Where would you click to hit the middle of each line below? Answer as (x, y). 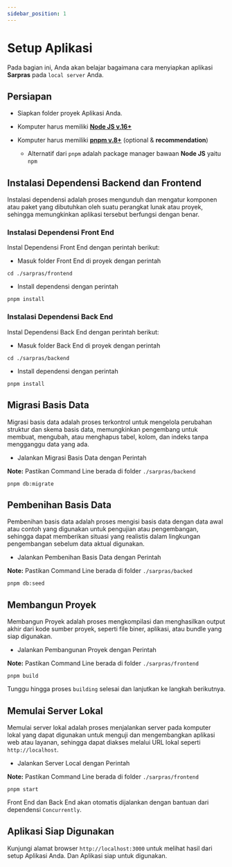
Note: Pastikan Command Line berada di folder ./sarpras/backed (100, 571)
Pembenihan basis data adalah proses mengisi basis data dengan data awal (115, 521)
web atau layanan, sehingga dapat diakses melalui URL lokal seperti (104, 743)
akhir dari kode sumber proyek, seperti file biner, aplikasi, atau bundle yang (115, 629)
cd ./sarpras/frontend (40, 274)
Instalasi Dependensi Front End (61, 232)
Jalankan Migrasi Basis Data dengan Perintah (82, 457)
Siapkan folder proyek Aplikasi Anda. (70, 113)
